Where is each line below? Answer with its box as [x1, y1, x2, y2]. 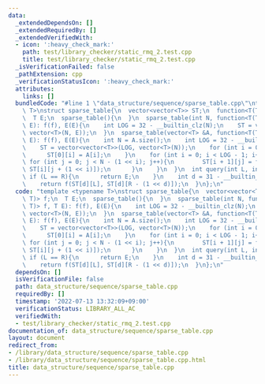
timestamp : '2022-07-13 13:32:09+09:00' [15, 297, 150, 305]
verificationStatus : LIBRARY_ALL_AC [15, 304, 136, 312]
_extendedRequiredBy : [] [15, 26, 97, 34]
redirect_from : [8, 341, 58, 349]
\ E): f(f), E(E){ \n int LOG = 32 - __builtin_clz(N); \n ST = [22, 121, 252, 129]
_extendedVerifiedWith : [15, 33, 93, 42]
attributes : [15, 84, 55, 93]
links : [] [22, 92, 55, 100]
